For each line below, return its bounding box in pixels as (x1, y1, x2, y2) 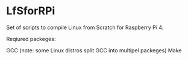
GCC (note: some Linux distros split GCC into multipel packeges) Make (6, 46, 182, 54)
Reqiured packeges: (6, 35, 56, 42)
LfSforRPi (6, 4, 55, 18)
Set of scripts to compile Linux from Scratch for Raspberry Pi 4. (6, 24, 164, 31)
